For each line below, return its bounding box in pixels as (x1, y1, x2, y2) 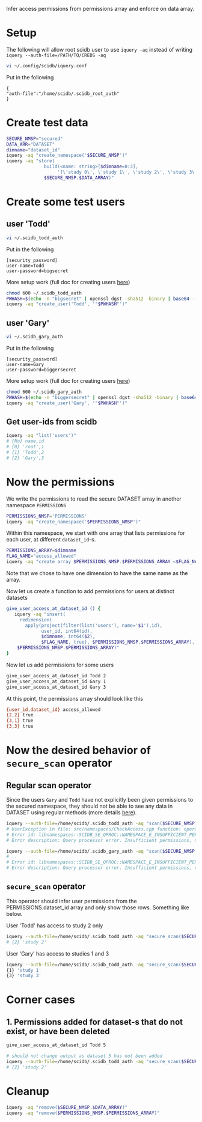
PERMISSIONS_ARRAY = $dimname (6, 547, 77, 553)
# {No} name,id (6, 438, 44, 444)
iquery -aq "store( (6, 158, 55, 164)
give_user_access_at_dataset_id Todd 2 (6, 672, 106, 678)
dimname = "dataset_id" (6, 147, 61, 153)
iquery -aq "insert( (14, 611, 66, 617)
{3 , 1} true (6, 718, 34, 724)
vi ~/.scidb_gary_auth (6, 334, 63, 340)
